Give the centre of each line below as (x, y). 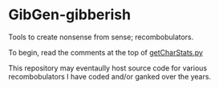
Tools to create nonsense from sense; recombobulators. (101, 37)
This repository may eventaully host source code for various (107, 68)
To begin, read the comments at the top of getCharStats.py (105, 52)
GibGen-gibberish (69, 15)
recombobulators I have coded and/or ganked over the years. (109, 76)
